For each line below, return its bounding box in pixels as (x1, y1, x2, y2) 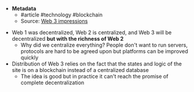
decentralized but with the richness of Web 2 (11, 35, 124, 42)
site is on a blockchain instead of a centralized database (11, 67, 149, 73)
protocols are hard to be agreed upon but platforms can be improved (20, 48, 188, 55)
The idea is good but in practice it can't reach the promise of (20, 73, 169, 80)
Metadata (11, 5, 37, 12)
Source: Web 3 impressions (20, 18, 88, 24)
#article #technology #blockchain (20, 11, 103, 18)
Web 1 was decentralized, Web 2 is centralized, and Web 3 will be (11, 29, 172, 36)
